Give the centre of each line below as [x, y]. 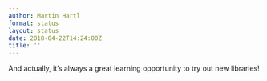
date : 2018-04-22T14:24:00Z [55, 38]
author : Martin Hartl [44, 16]
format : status [34, 23]
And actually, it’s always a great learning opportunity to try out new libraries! [134, 68]
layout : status [34, 30]
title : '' [25, 46]
